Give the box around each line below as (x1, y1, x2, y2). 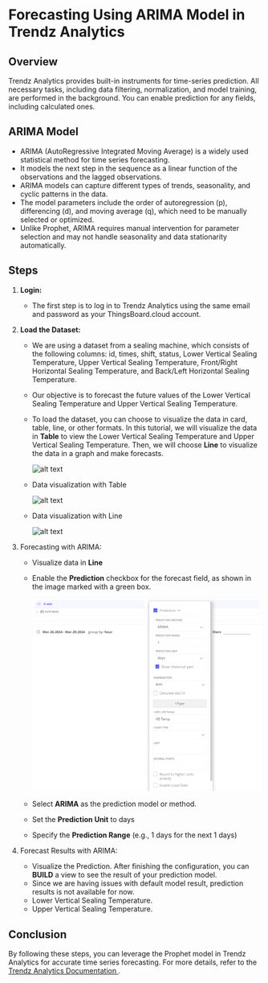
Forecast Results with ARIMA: (19, 846, 118, 856)
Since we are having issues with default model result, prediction (31, 878, 244, 888)
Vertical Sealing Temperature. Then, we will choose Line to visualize (31, 440, 258, 450)
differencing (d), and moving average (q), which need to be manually (19, 206, 247, 216)
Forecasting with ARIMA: (19, 541, 102, 552)
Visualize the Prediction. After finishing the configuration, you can (31, 862, 250, 871)
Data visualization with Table (31, 479, 127, 489)
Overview (8, 55, 59, 68)
